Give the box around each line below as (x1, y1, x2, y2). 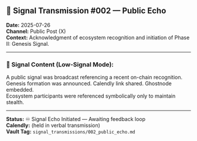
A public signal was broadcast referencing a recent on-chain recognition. (6, 74, 183, 81)
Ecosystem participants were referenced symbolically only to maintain (6, 92, 176, 100)
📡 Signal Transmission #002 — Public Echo (6, 6, 167, 16)
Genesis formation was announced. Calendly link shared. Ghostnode (6, 80, 172, 87)
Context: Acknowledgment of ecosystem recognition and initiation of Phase (6, 33, 190, 41)
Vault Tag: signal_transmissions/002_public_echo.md (6, 128, 136, 135)
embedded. (6, 86, 34, 93)
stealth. (6, 99, 25, 106)
